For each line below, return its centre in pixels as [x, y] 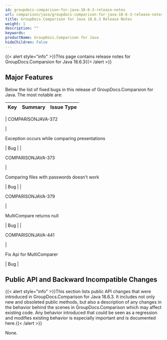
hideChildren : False [27, 42]
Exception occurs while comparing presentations [55, 138]
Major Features [29, 78]
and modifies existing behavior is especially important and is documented [81, 318]
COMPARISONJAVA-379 [30, 196]
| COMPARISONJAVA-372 [32, 119]
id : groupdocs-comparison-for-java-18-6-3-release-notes [65, 10]
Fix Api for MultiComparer [32, 254]
